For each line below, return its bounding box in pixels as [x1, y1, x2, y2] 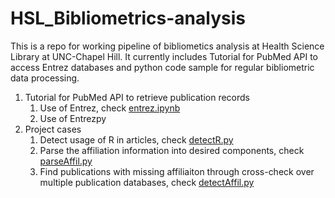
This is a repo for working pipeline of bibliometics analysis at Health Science [10, 40, 325, 52]
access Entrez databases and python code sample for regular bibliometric [10, 61, 315, 73]
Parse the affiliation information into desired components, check [39, 144, 305, 156]
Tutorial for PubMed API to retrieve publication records [24, 91, 250, 103]
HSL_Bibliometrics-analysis [10, 7, 246, 30]
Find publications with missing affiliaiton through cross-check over [39, 165, 315, 177]
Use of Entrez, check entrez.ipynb [39, 102, 181, 114]
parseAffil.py [39, 155, 93, 167]
